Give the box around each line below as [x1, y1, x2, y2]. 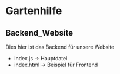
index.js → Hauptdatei [14, 55, 68, 62]
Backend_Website [5, 28, 74, 38]
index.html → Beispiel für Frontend [14, 61, 98, 68]
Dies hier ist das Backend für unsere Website [5, 43, 115, 50]
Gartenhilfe [5, 4, 62, 18]
